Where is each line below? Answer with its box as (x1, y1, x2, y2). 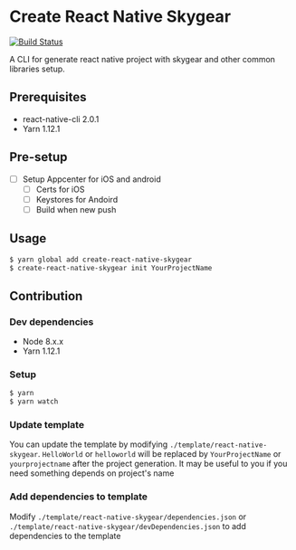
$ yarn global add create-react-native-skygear (9, 255, 193, 264)
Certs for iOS (35, 184, 85, 194)
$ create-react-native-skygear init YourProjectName (9, 263, 213, 272)
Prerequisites (9, 90, 87, 105)
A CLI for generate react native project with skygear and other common (9, 53, 276, 64)
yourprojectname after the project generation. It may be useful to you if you (9, 459, 288, 469)
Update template (9, 419, 84, 431)
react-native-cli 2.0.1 (22, 113, 100, 124)
